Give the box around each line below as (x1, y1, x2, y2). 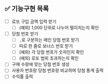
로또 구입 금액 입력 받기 (11, 19, 57, 24)
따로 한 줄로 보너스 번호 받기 (19, 43, 73, 49)
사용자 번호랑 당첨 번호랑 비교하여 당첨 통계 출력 (11, 67, 104, 73)
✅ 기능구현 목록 (4, 4, 49, 13)
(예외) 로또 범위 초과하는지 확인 (19, 55, 79, 61)
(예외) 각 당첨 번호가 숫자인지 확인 (19, 49, 84, 55)
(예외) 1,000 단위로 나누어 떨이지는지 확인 (19, 24, 99, 30)
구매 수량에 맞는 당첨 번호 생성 (11, 62, 70, 67)
